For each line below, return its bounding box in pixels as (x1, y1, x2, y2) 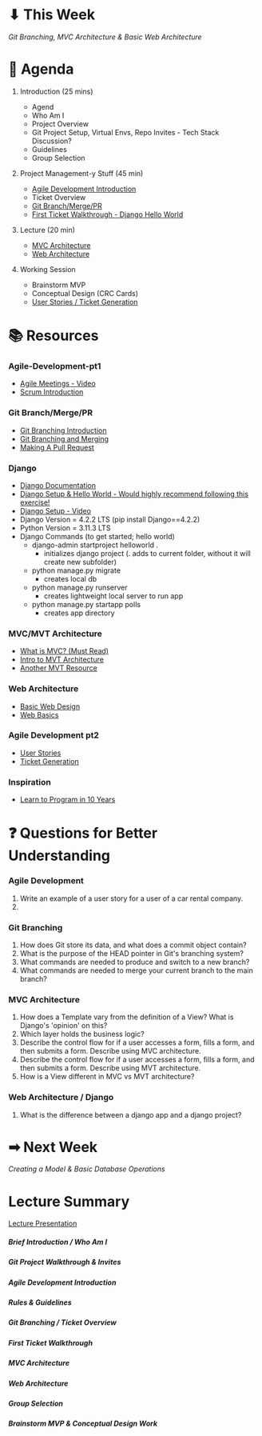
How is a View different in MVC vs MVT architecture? (19, 1072, 195, 1082)
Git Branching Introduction (19, 426, 107, 435)
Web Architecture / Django (8, 1092, 114, 1103)
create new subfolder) (43, 557, 117, 566)
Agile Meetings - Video (19, 378, 96, 389)
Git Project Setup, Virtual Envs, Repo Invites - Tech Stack (31, 127, 220, 137)
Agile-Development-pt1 (8, 360, 101, 371)
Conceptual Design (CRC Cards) (31, 288, 138, 298)
